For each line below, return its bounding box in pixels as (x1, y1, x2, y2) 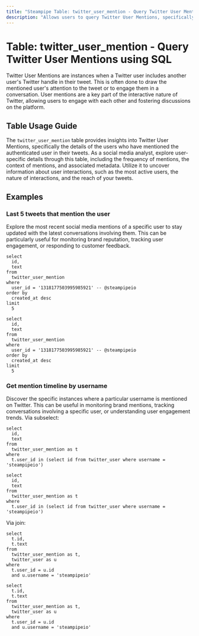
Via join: (6, 519, 26, 527)
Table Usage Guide (6, 121, 78, 131)
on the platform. (6, 103, 46, 111)
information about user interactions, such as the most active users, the (6, 168, 179, 175)
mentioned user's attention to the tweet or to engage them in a (6, 84, 159, 92)
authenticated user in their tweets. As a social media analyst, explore (6, 149, 174, 156)
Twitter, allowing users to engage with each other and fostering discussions (6, 97, 191, 105)
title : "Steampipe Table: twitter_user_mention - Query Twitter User (6, 8, 182, 15)
